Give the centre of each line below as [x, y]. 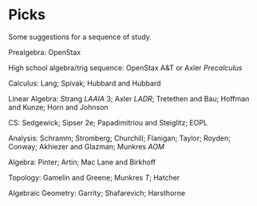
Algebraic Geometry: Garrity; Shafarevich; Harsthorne [97, 192]
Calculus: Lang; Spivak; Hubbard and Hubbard [85, 83]
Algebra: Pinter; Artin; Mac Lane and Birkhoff [82, 162]
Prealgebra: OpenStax [45, 52]
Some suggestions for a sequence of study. [80, 37]
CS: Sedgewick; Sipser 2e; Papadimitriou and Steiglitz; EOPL [108, 122]
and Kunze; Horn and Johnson [59, 107]
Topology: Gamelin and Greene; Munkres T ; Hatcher [94, 177]
